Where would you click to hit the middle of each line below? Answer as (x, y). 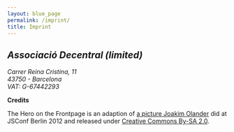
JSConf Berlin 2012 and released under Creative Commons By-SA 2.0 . (108, 121)
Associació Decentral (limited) (75, 55)
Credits (18, 100)
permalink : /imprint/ (39, 20)
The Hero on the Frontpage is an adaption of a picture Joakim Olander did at (117, 114)
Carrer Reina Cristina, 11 (42, 72)
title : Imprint (29, 27)
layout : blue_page (34, 14)
